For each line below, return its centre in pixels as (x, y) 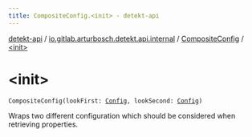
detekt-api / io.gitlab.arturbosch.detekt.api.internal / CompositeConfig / (126, 38)
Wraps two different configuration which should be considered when (122, 115)
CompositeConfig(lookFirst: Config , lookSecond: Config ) (106, 101)
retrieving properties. (43, 124)
